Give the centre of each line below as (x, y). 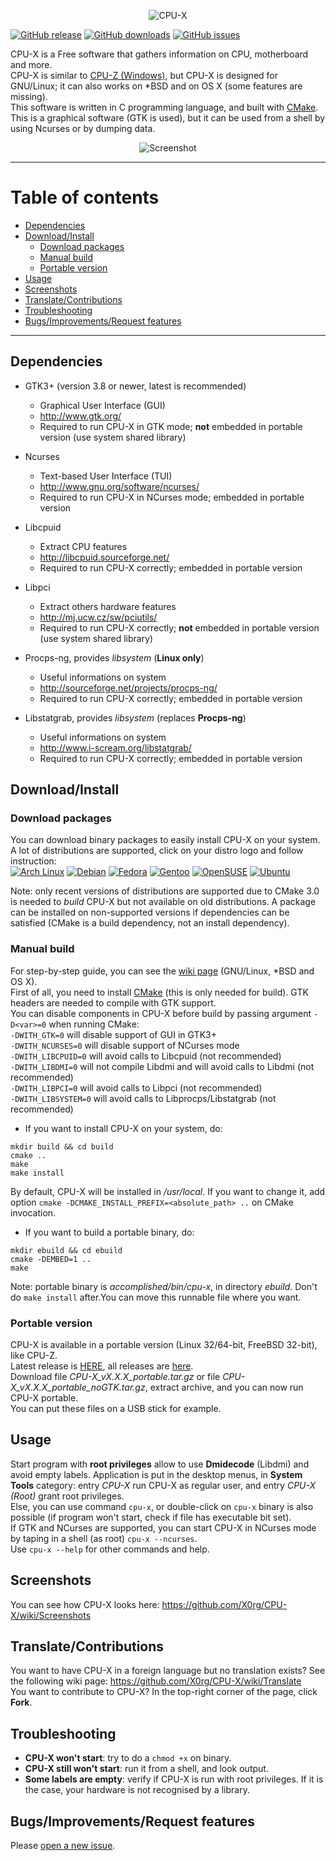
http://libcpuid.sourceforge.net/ (104, 557)
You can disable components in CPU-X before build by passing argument (161, 1013)
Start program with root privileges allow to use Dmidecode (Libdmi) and (160, 1464)
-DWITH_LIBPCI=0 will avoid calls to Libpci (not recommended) (136, 1087)
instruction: (33, 861)
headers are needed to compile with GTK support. (113, 1002)
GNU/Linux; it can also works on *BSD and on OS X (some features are (156, 86)
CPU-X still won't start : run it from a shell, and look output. (146, 1769)
